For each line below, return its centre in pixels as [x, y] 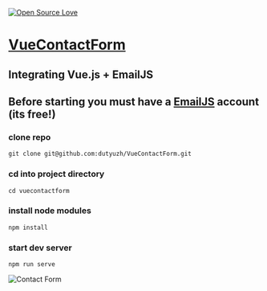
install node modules [50, 211]
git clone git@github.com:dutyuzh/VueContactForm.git [100, 154]
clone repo [30, 137]
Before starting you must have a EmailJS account [133, 102]
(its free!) [32, 114]
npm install [28, 227]
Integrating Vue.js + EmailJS [81, 74]
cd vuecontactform [39, 191]
